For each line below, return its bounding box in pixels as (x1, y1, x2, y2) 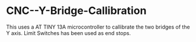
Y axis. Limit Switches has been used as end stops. (6, 29, 131, 36)
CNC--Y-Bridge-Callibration (6, 4, 147, 17)
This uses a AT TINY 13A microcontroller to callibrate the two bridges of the (6, 23, 191, 30)
